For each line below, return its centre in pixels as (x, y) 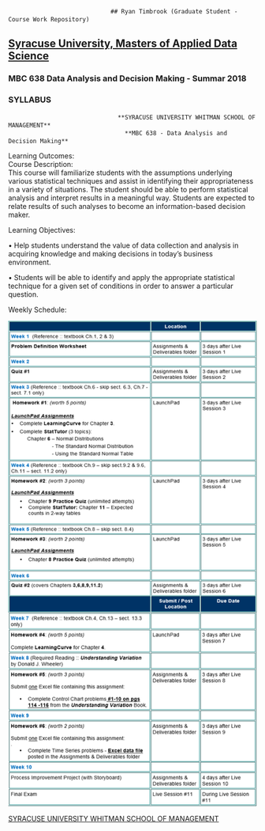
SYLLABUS (30, 100)
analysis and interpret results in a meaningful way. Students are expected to (131, 198)
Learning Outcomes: (41, 156)
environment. (30, 262)
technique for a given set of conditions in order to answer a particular (121, 286)
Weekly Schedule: (37, 309)
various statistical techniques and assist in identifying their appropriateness (131, 180)
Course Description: (41, 164)
